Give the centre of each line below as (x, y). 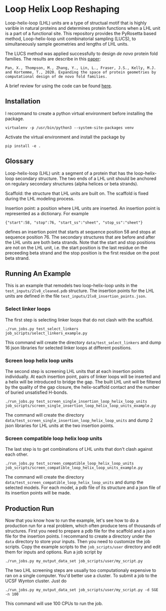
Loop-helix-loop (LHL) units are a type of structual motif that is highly (76, 23)
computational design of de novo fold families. (56, 76)
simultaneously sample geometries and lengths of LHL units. (67, 44)
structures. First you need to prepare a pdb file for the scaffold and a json (80, 531)
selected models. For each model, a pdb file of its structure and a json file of (83, 488)
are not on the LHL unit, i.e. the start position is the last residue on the (76, 247)
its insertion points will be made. (38, 493)
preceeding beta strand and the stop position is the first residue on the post (82, 253)
